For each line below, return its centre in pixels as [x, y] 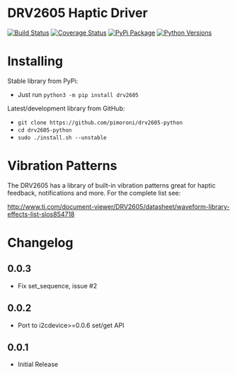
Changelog [40, 243]
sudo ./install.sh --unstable [62, 137]
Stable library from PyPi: [43, 81]
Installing [35, 61]
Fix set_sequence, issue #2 [57, 285]
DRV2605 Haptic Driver [78, 13]
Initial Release [38, 364]
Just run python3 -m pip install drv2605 [78, 94]
